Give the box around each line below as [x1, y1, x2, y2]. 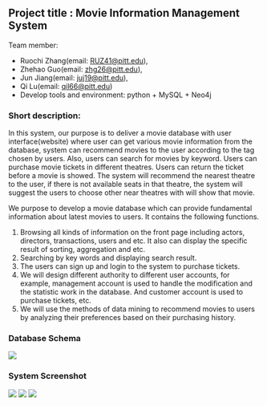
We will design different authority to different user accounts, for [19, 270, 230, 280]
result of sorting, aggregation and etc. [19, 245, 146, 254]
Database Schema [8, 333, 82, 344]
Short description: [8, 110, 82, 121]
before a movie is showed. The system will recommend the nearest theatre [8, 171, 255, 181]
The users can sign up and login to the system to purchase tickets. [19, 262, 241, 271]
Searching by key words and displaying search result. [19, 253, 197, 263]
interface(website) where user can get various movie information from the [8, 136, 253, 147]
